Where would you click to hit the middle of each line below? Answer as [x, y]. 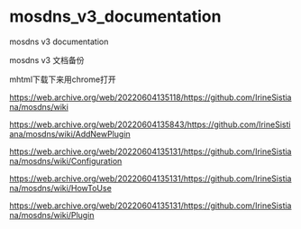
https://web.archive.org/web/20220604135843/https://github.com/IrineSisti [150, 124]
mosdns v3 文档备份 [47, 60]
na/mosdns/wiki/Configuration [66, 160]
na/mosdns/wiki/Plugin [52, 215]
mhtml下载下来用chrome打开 [63, 79]
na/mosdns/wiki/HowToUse [61, 188]
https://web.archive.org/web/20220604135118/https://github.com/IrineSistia [150, 97]
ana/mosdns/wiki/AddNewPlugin [70, 133]
